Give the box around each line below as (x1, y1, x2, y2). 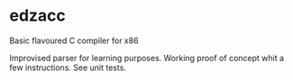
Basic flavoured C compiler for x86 (9, 35, 139, 46)
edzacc (9, 5, 66, 26)
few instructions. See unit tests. (9, 62, 126, 73)
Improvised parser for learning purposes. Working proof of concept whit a (9, 52, 285, 63)
